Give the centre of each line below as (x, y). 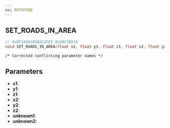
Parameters (24, 71)
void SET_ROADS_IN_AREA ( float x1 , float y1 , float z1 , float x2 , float (82, 47)
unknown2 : (25, 121)
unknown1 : (24, 116)
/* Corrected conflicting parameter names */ (54, 56)
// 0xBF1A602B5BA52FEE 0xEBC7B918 (42, 42)
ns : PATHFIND (19, 10)
